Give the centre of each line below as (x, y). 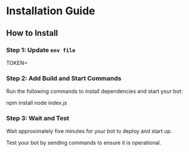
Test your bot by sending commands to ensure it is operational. (84, 143)
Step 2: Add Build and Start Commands (64, 78)
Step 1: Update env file (41, 50)
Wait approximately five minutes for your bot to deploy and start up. (89, 131)
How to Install (32, 33)
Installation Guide (51, 11)
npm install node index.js (37, 103)
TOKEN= (17, 63)
